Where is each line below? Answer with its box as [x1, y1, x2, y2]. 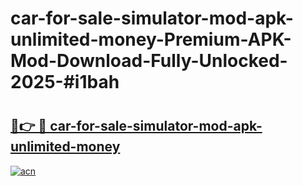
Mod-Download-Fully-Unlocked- [10, 50, 288, 72]
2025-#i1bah [10, 71, 120, 94]
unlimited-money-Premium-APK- [10, 28, 292, 51]
